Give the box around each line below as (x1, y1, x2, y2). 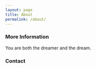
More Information (5, 33, 49, 40)
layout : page (5, 7, 33, 13)
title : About (5, 12, 33, 17)
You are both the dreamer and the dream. (5, 45, 91, 51)
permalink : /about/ (5, 17, 46, 22)
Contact (5, 57, 26, 64)
